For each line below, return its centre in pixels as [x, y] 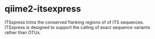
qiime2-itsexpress [43, 9]
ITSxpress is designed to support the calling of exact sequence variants [77, 27]
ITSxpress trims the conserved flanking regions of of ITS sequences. [74, 22]
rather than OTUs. [23, 32]
